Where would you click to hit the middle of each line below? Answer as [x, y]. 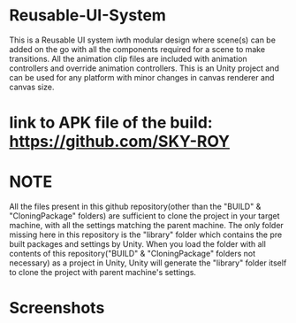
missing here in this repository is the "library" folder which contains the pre [146, 235]
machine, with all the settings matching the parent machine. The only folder [147, 226]
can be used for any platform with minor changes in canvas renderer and [142, 77]
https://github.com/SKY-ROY [120, 142]
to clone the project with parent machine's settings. [103, 273]
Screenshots [57, 308]
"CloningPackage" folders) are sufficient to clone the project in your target [144, 216]
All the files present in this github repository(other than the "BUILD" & [135, 207]
